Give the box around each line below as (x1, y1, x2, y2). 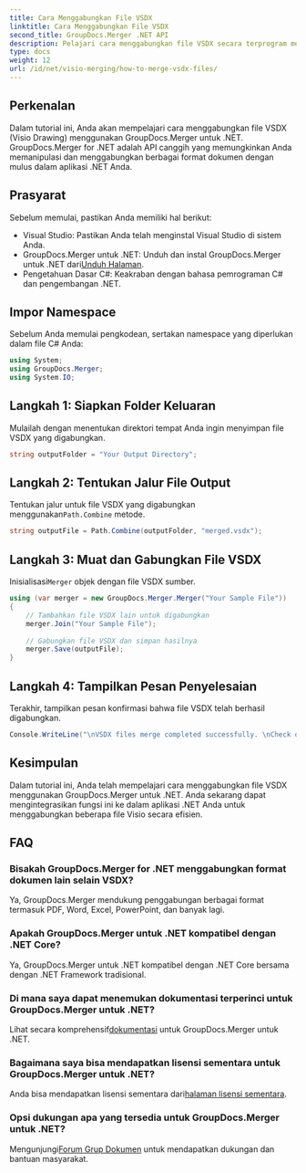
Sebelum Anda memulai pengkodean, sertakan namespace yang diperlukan (9, 329, 293, 340)
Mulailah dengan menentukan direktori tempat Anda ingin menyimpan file (9, 422, 284, 434)
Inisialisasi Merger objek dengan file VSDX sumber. (9, 576, 196, 587)
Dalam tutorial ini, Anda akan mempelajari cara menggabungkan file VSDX (9, 122, 287, 133)
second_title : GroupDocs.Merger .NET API (9, 30, 169, 39)
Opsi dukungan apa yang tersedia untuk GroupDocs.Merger (9, 1111, 280, 1124)
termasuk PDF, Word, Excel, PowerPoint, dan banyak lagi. (9, 905, 225, 916)
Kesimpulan (9, 755, 79, 771)
